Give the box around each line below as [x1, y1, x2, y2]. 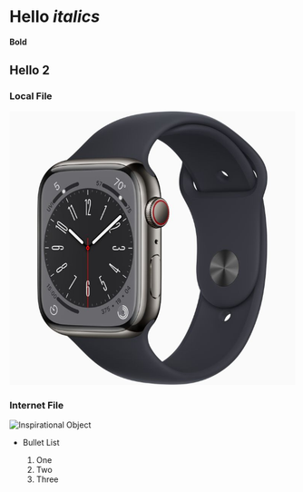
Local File [9, 90, 53, 103]
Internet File [9, 399, 64, 412]
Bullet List [22, 438, 60, 448]
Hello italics [9, 6, 101, 27]
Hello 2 [9, 63, 50, 78]
